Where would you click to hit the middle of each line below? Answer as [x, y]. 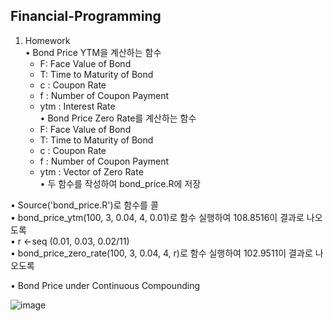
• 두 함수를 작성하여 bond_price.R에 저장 [120, 183]
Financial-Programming [86, 16]
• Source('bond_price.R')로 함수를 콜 [84, 205]
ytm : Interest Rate [77, 106]
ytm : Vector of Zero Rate [91, 171]
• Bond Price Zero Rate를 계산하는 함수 [118, 118]
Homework [47, 40]
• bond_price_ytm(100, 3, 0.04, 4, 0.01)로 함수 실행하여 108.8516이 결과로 [157, 217]
